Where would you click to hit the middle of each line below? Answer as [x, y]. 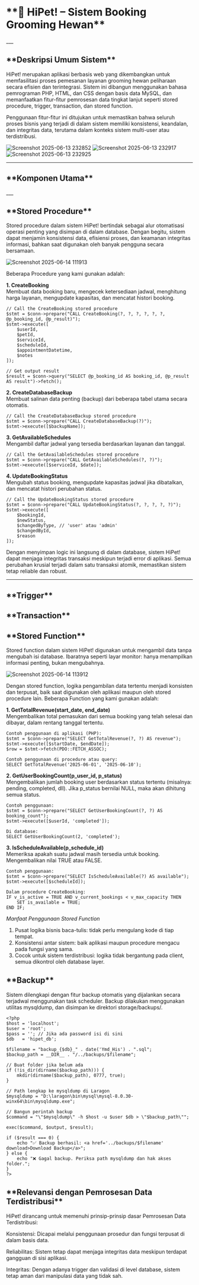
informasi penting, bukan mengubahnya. [55, 662]
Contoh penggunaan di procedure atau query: [62, 759]
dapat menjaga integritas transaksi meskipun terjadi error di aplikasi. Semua [99, 558]
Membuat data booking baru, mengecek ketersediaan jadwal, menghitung [96, 292]
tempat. [24, 936]
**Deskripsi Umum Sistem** [61, 60]
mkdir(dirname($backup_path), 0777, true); [71, 1075]
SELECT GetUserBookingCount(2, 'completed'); [63, 836]
